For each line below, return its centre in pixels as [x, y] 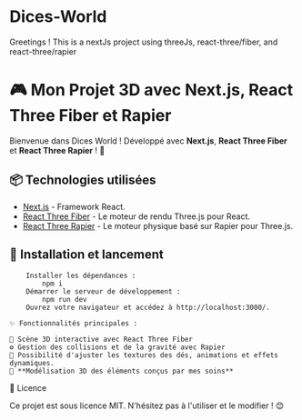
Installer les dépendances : [81, 275]
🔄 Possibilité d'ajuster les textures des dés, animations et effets [144, 355]
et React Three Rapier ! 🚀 [57, 150]
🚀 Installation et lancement [86, 255]
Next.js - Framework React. [74, 206]
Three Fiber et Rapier [91, 116]
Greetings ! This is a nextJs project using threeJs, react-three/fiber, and [144, 42]
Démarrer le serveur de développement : [103, 291]
